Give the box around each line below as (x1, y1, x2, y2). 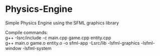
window (5, 45, 22, 51)
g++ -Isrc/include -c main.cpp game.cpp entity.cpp (5, 35, 111, 41)
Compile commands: (5, 29, 48, 35)
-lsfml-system (22, 45, 52, 51)
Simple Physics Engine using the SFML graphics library (5, 20, 119, 26)
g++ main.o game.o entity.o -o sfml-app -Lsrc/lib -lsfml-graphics (5, 40, 140, 46)
